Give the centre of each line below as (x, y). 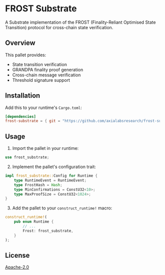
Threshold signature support (41, 80)
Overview (20, 43)
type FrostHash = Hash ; (38, 185)
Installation (23, 96)
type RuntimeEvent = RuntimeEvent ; (50, 180)
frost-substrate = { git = (33, 121)
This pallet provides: (26, 55)
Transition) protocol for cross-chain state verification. (59, 27)
